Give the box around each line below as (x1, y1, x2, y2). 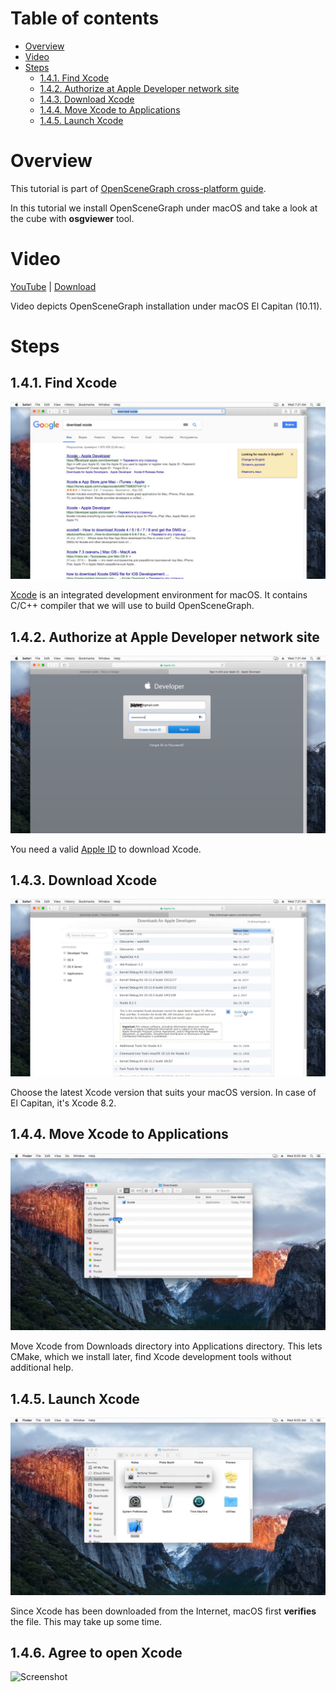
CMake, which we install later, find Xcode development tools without (10, 1351, 292, 1363)
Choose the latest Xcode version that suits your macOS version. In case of (10, 1086, 317, 1098)
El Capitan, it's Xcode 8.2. (10, 1097, 117, 1109)
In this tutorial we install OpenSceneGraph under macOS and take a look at (10, 202, 318, 214)
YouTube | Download (10, 280, 97, 292)
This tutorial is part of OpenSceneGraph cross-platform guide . (10, 182, 267, 194)
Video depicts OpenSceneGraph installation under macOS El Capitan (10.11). (10, 300, 323, 312)
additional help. (10, 1362, 74, 1374)
